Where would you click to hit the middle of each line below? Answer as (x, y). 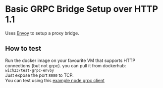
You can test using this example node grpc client (55, 80)
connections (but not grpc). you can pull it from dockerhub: (66, 65)
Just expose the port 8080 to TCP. (39, 75)
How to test (23, 48)
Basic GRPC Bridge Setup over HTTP (82, 9)
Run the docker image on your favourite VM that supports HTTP (70, 60)
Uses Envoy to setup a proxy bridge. (42, 33)
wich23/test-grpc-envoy (30, 70)
